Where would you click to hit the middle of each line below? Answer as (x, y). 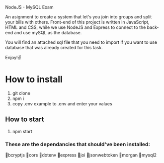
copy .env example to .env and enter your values (62, 103)
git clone (21, 93)
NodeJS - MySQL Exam (29, 7)
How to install (34, 80)
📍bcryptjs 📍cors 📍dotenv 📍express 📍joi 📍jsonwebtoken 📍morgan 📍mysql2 (81, 155)
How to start (25, 120)
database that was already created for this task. (54, 47)
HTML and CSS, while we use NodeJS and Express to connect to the (76, 27)
